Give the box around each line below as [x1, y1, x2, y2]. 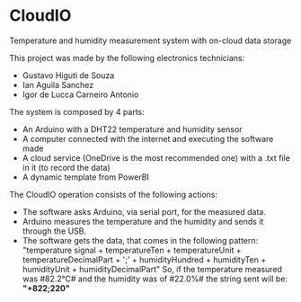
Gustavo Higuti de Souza [22, 69, 115, 81]
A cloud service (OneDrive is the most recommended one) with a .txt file [22, 152, 290, 163]
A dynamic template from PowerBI [22, 172, 150, 182]
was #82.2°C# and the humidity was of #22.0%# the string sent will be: [22, 273, 288, 284]
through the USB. [22, 226, 87, 236]
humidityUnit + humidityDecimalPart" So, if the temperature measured [22, 263, 283, 274]
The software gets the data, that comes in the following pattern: [22, 235, 259, 245]
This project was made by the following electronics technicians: [9, 52, 245, 63]
